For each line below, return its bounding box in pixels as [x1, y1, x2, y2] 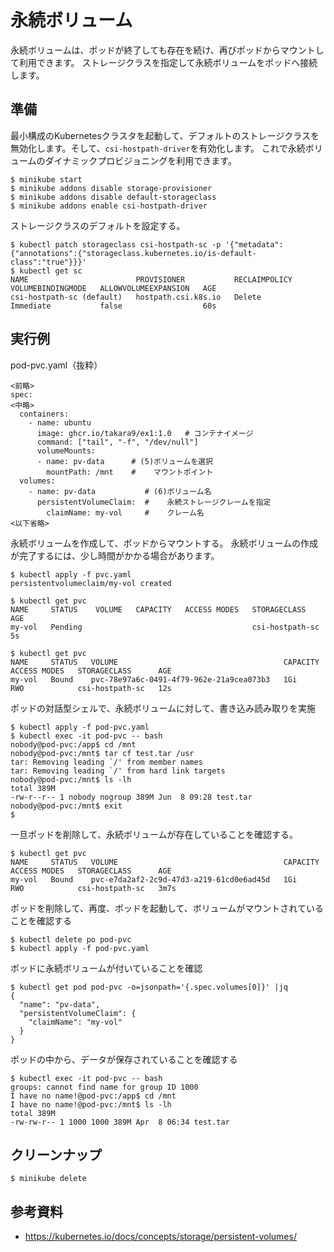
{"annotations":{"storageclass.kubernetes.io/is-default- [10, 248, 257, 258]
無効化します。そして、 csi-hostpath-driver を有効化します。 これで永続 [10, 142, 306, 154]
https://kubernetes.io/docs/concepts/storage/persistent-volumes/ [24, 1231, 297, 1243]
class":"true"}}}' [10, 257, 87, 267]
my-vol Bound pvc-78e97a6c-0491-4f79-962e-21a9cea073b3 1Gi [10, 674, 298, 685]
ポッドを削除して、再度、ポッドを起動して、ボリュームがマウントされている [10, 902, 324, 914]
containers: [19, 409, 70, 419]
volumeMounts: [36, 446, 97, 456]
